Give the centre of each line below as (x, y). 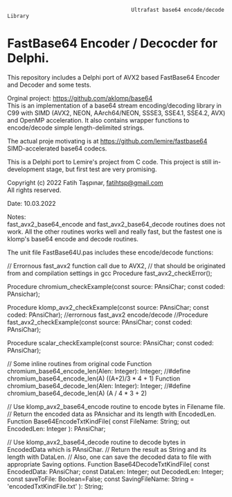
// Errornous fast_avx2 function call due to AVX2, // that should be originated (116, 265)
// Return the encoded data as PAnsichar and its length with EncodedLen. (112, 414)
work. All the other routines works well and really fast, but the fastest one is (115, 232)
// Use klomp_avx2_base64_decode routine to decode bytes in (96, 442)
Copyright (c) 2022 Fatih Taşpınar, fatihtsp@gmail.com (86, 182)
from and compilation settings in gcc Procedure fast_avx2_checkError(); (110, 273)
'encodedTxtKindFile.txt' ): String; (55, 486)
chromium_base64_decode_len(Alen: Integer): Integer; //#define (99, 385)
